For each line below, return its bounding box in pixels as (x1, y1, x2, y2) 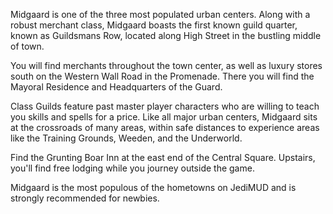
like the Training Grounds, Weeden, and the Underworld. (10, 132, 243, 144)
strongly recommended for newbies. (10, 192, 160, 204)
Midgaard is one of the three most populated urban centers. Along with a (10, 9, 311, 20)
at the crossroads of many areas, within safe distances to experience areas (10, 122, 320, 133)
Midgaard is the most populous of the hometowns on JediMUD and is (10, 182, 297, 193)
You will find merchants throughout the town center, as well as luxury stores (10, 60, 323, 71)
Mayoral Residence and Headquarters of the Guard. (10, 81, 223, 93)
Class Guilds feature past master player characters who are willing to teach (10, 100, 320, 112)
